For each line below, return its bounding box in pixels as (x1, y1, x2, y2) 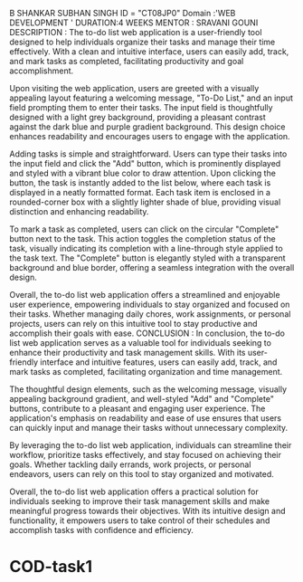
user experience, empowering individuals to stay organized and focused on (9, 299, 290, 310)
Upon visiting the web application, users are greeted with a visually (9, 83, 260, 93)
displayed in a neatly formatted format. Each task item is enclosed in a (9, 187, 271, 197)
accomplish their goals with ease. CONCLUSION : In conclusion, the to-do (9, 328, 285, 339)
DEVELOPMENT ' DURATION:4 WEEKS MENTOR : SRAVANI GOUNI (9, 17, 259, 28)
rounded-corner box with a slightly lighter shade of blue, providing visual (9, 196, 281, 207)
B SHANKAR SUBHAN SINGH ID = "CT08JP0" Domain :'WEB (9, 8, 236, 18)
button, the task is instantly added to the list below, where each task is (9, 177, 271, 188)
